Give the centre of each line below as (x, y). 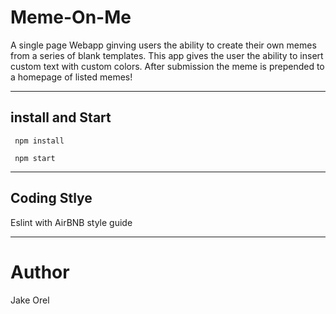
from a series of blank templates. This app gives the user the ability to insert (167, 55)
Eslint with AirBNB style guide (71, 222)
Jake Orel (30, 300)
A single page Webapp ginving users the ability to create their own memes (163, 45)
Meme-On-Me (71, 17)
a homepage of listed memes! (71, 77)
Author (40, 272)
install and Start (61, 117)
